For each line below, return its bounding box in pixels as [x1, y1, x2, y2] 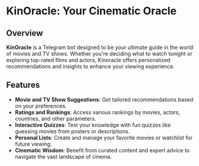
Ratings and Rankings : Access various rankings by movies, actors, [14, 109, 180, 116]
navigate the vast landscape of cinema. [14, 153, 112, 160]
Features [6, 80, 40, 90]
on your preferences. [14, 102, 67, 109]
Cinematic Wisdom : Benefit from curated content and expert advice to [14, 146, 190, 153]
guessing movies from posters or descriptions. [14, 127, 130, 135]
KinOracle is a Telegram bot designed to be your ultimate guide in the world [6, 44, 194, 51]
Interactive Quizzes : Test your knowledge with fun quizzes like [14, 121, 172, 128]
